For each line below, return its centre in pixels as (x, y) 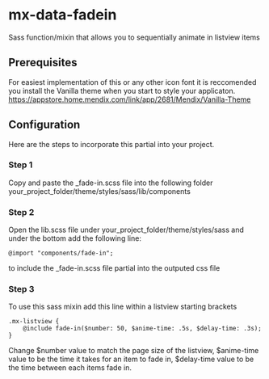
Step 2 (21, 212)
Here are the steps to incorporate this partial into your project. (111, 144)
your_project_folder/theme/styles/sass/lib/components (100, 191)
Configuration (44, 125)
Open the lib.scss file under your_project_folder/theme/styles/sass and (126, 230)
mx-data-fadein (63, 15)
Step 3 (21, 289)
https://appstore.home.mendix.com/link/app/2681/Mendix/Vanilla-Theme (130, 99)
